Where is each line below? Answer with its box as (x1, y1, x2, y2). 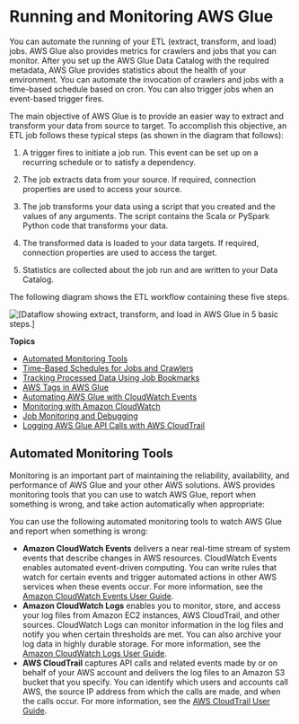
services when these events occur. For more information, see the (22, 581, 263, 592)
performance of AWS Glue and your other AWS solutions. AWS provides (9, 479, 276, 490)
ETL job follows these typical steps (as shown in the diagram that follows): (9, 129, 285, 140)
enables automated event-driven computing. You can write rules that (22, 561, 277, 572)
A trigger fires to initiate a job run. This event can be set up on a (22, 146, 259, 158)
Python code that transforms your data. (22, 220, 169, 231)
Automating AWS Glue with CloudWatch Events (22, 391, 198, 402)
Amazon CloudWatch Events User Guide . (22, 590, 174, 601)
